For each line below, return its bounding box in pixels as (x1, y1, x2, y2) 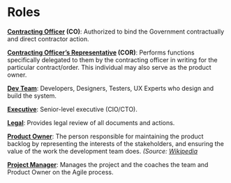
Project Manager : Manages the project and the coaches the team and (7, 160, 209, 168)
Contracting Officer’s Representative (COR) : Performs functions (7, 48, 195, 57)
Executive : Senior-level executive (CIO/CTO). (7, 105, 137, 113)
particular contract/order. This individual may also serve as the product (7, 63, 211, 71)
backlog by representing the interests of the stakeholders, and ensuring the (7, 139, 225, 147)
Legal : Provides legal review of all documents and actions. (7, 118, 175, 126)
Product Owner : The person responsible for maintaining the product (7, 132, 204, 140)
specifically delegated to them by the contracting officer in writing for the (7, 55, 218, 64)
